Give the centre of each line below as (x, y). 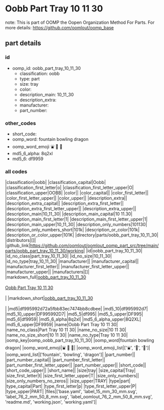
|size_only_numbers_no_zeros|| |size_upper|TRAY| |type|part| (68, 381)
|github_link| (18, 245)
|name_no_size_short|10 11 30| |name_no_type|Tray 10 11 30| (66, 335)
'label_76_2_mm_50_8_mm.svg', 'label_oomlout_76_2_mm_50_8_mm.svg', (79, 397)
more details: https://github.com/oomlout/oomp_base (60, 27)
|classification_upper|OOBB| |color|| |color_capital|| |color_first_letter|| (77, 193)
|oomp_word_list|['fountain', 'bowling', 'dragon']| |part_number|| (70, 354)
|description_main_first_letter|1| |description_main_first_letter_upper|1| (76, 219)
